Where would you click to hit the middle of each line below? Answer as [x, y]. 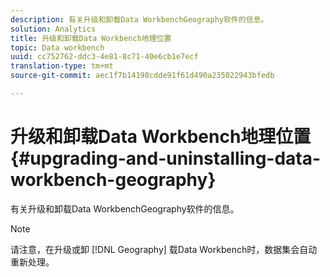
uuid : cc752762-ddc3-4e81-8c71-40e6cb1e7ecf [104, 57]
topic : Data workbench [57, 47]
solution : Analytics [53, 29]
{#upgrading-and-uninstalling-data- [166, 158]
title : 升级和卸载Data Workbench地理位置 [91, 38]
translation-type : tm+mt [62, 66]
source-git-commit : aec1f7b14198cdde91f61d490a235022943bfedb [142, 76]
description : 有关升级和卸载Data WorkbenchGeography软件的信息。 [139, 19]
